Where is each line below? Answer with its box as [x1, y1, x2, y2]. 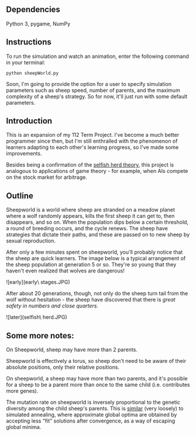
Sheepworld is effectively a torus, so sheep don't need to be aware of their [6, 358, 187, 365]
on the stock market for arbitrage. [6, 174, 88, 181]
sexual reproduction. [6, 237, 56, 244]
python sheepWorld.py [6, 70, 59, 76]
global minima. [6, 424, 42, 431]
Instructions [6, 37, 51, 47]
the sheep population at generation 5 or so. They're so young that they [6, 261, 177, 268]
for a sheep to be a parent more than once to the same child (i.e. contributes [6, 381, 190, 388]
